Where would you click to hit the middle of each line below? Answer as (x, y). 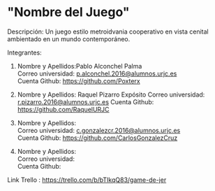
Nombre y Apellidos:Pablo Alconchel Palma (80, 66)
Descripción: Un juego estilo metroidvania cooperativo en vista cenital (108, 31)
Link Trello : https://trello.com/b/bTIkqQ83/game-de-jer (87, 180)
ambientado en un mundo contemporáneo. (69, 38)
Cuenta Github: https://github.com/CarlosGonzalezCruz (97, 138)
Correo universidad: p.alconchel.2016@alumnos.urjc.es (97, 73)
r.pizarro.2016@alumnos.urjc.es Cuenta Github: (86, 101)
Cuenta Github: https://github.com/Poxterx (79, 80)
